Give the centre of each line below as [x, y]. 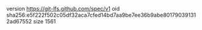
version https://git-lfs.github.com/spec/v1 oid [63, 9]
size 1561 [45, 21]
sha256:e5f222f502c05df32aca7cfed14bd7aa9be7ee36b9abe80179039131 [101, 15]
